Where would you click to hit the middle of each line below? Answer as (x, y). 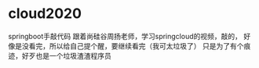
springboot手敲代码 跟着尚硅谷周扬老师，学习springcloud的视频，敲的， (125, 36)
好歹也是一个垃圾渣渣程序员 (66, 55)
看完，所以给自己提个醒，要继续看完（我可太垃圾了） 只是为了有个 (136, 46)
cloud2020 (45, 14)
